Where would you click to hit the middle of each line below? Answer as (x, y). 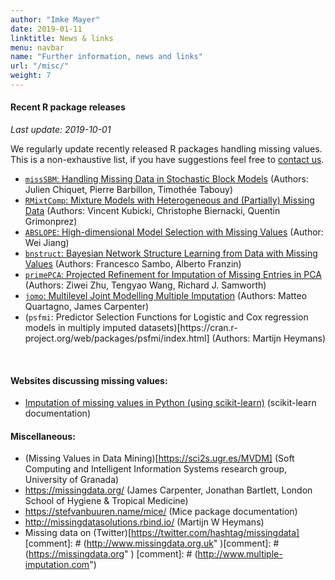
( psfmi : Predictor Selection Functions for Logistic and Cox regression (166, 317)
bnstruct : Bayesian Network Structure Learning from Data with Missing (171, 253)
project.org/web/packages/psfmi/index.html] (117, 338)
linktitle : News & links (62, 38)
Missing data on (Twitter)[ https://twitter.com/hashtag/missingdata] (162, 533)
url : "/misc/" (40, 66)
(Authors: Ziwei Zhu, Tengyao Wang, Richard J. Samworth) (145, 285)
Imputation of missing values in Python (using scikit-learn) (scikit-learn (170, 403)
